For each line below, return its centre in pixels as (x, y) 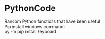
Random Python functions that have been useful (52, 21)
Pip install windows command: (35, 26)
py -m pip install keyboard (30, 31)
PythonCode (30, 8)
